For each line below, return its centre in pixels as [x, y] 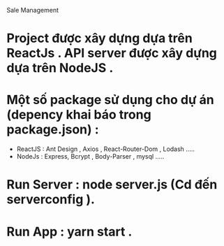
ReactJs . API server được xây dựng [112, 53]
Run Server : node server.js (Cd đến [112, 185]
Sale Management [32, 10]
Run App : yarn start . [69, 232]
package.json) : [53, 130]
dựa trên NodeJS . [60, 68]
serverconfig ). [51, 200]
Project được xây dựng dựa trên [99, 38]
